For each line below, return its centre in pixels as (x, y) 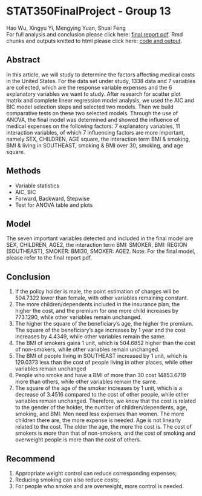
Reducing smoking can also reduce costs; (67, 480)
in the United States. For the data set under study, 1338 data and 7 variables (101, 81)
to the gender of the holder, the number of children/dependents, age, (101, 407)
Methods (24, 171)
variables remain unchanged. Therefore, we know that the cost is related (106, 401)
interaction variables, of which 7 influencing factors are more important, (96, 132)
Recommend (31, 459)
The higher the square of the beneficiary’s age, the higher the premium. (104, 324)
